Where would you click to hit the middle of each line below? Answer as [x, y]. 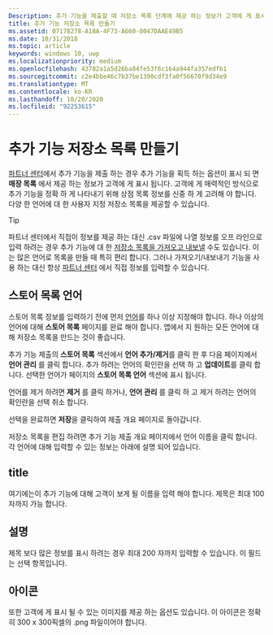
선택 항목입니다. [42, 563]
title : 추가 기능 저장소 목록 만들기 [62, 24]
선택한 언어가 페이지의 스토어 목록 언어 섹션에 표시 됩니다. [116, 374]
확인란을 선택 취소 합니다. [49, 402]
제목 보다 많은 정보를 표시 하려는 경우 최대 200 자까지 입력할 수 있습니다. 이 [127, 553]
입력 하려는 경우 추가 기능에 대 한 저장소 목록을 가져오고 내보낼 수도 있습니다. [130, 247]
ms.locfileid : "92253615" [52, 107]
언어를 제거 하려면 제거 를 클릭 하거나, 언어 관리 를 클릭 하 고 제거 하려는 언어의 [132, 392]
